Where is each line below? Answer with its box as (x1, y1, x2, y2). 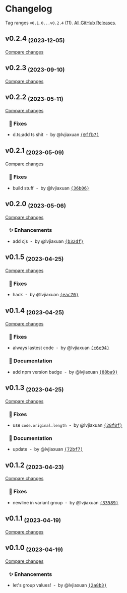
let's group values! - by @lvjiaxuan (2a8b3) (12, 582, 107, 588)
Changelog (5, 3, 52, 15)
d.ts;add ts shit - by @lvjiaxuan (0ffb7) (12, 131, 99, 138)
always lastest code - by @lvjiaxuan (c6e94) (12, 345, 110, 351)
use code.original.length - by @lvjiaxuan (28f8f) (12, 422, 122, 428)
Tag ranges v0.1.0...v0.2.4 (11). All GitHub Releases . (5, 20, 117, 26)
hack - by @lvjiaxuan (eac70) (12, 292, 79, 298)
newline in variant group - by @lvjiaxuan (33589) (12, 499, 118, 505)
